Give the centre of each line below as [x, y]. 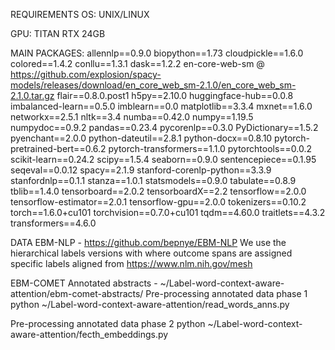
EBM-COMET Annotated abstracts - [84, 283]
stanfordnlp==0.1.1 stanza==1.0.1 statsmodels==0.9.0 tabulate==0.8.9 [153, 180]
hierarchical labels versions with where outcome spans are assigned [151, 253]
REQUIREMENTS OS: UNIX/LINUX [80, 14]
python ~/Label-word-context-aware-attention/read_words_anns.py [150, 304]
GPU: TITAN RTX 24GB [58, 33]
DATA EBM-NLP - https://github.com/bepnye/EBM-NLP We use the [148, 242]
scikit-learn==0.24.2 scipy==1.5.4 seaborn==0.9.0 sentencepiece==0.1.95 [163, 159]
